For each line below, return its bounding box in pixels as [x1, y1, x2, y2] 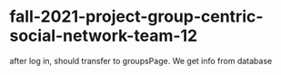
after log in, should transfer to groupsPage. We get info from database [9, 55, 273, 66]
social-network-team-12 [9, 25, 198, 46]
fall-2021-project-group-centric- [9, 6, 264, 27]
